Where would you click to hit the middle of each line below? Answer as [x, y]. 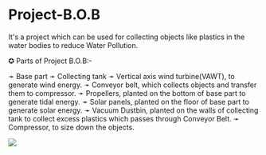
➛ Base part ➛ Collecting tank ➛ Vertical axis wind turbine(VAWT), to [121, 76]
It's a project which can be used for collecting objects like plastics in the [127, 37]
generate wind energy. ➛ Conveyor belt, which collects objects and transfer [133, 85]
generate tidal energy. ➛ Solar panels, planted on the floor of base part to [129, 101]
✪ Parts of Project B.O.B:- [51, 61]
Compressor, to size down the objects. [72, 127]
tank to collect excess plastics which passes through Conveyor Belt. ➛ [124, 118]
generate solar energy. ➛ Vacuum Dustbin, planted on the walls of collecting [133, 110]
